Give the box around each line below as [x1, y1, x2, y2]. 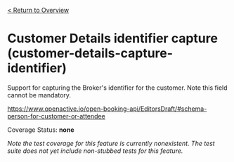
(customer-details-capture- [7, 46, 174, 62]
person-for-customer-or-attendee [7, 112, 105, 120]
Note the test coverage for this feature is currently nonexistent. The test [7, 139, 216, 147]
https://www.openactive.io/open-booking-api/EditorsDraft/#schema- [7, 104, 207, 113]
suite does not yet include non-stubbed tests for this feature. [7, 147, 183, 155]
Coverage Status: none [7, 126, 74, 134]
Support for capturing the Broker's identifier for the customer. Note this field [7, 83, 228, 92]
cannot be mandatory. [7, 90, 72, 99]
